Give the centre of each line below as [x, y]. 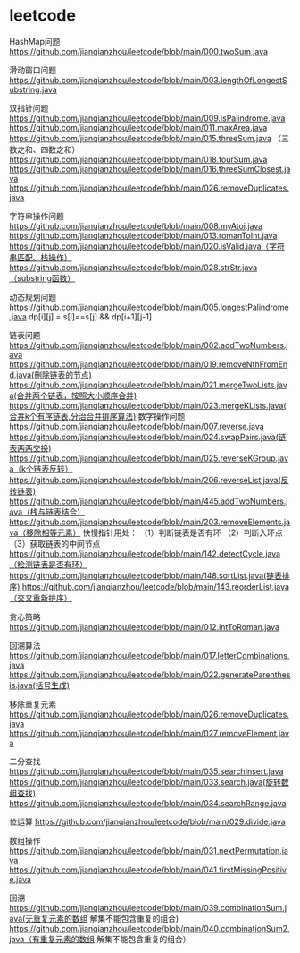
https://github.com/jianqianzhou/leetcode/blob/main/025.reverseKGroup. [144, 458]
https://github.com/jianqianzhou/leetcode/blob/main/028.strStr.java [133, 267]
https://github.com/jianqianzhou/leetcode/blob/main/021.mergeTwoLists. [143, 385]
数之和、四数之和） [45, 149]
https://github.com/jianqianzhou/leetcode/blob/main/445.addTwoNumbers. [148, 501]
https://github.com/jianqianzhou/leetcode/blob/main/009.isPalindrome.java [147, 118]
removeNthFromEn [253, 364]
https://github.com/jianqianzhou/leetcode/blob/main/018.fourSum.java [138, 159]
